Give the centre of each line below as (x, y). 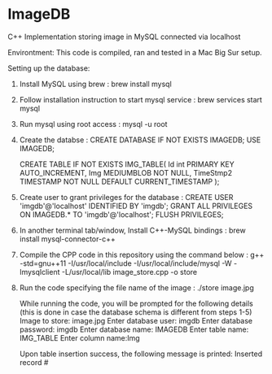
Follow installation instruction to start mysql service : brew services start (140, 99)
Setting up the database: (49, 68)
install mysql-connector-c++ (67, 239)
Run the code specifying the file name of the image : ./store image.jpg (136, 287)
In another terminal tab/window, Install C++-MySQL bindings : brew (132, 230)
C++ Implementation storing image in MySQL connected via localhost (124, 37)
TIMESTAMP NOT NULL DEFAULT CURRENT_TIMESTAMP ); (119, 181)
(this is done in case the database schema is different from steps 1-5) (136, 312)
